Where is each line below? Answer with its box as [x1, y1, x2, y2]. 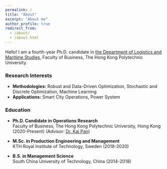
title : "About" [5, 12, 37, 17]
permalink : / [5, 7, 32, 12]
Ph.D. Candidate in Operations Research [12, 118, 98, 124]
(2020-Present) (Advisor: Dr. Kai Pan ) [12, 128, 90, 134]
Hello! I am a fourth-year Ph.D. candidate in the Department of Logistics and [5, 48, 162, 55]
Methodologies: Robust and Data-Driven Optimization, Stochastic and [12, 83, 157, 89]
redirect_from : [5, 26, 37, 31]
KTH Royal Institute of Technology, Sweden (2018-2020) [12, 143, 129, 149]
